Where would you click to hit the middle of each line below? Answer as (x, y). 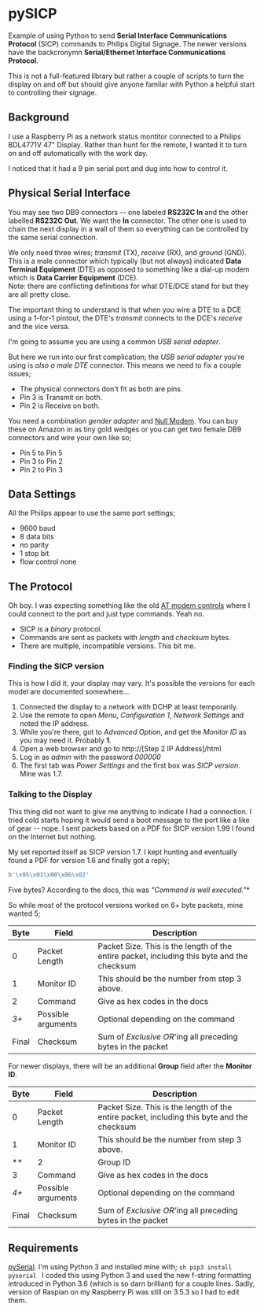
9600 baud (38, 528)
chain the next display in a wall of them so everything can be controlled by (128, 228)
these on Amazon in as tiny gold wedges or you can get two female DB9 (125, 429)
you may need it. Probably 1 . (65, 740)
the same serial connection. (53, 237)
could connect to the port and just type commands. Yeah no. (106, 614)
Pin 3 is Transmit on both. (61, 397)
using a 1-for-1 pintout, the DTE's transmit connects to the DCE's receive (125, 318)
